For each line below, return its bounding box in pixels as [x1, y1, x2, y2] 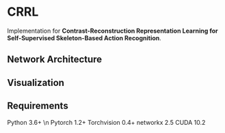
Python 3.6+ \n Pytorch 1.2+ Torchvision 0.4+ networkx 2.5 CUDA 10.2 [7, 118, 206, 126]
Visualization [7, 76, 65, 89]
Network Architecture [7, 54, 103, 65]
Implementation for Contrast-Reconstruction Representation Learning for [7, 27, 218, 35]
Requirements [7, 100, 68, 112]
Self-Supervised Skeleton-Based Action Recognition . [7, 33, 162, 42]
